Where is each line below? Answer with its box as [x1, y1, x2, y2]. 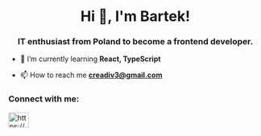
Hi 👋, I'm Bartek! [80, 7, 191, 26]
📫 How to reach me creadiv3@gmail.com [19, 70, 163, 80]
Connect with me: [8, 93, 80, 105]
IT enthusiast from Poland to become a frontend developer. [17, 36, 254, 47]
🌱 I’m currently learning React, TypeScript [19, 54, 161, 64]
